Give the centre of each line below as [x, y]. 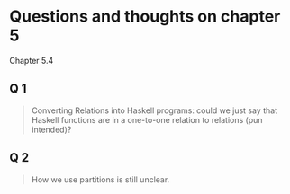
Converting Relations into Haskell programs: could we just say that [154, 110]
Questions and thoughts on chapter [145, 17]
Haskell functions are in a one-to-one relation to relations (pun [147, 119]
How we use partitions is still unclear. [100, 179]
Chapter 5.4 [32, 60]
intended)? [51, 129]
